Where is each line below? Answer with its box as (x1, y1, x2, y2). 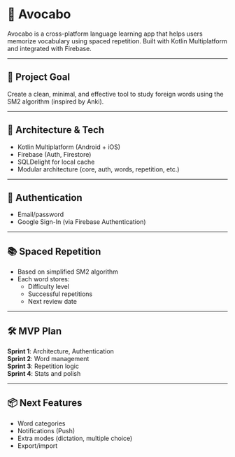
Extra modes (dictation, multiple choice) (17, 434, 133, 442)
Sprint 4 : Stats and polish (7, 370, 81, 377)
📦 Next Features (7, 397, 83, 409)
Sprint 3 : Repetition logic (7, 362, 79, 370)
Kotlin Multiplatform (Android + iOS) (17, 143, 121, 151)
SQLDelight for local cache (17, 157, 95, 166)
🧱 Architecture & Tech (7, 124, 105, 136)
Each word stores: (17, 275, 70, 283)
